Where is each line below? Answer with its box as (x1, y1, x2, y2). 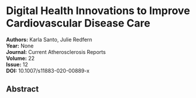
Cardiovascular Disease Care (6, 16, 150, 30)
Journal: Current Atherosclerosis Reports (6, 48, 106, 55)
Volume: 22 (6, 55, 35, 62)
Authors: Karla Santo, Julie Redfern (6, 36, 92, 43)
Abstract (6, 84, 39, 94)
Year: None (6, 42, 34, 49)
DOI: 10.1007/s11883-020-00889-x (6, 67, 90, 74)
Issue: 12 (6, 60, 28, 68)
